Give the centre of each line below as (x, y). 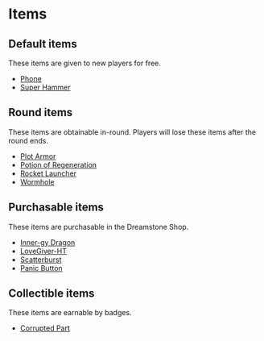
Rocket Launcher (48, 173)
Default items (43, 44)
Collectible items (52, 294)
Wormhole (37, 181)
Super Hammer (45, 87)
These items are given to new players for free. (85, 63)
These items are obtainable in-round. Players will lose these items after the (132, 132)
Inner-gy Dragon (47, 242)
